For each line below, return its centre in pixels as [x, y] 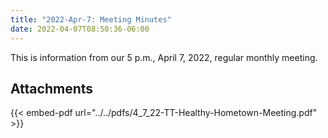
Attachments [52, 88]
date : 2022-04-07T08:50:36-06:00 [80, 29]
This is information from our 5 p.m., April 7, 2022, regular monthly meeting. [164, 57]
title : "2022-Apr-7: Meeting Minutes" [91, 19]
